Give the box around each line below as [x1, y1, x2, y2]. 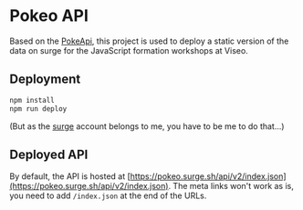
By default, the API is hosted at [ [9, 171, 131, 182]
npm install [9, 95, 55, 105]
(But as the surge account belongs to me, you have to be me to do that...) [9, 120, 285, 132]
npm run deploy [9, 104, 68, 114]
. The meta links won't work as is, [168, 181, 295, 192]
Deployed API [9, 146, 89, 162]
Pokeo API [9, 5, 89, 26]
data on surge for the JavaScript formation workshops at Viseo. [9, 45, 248, 55]
